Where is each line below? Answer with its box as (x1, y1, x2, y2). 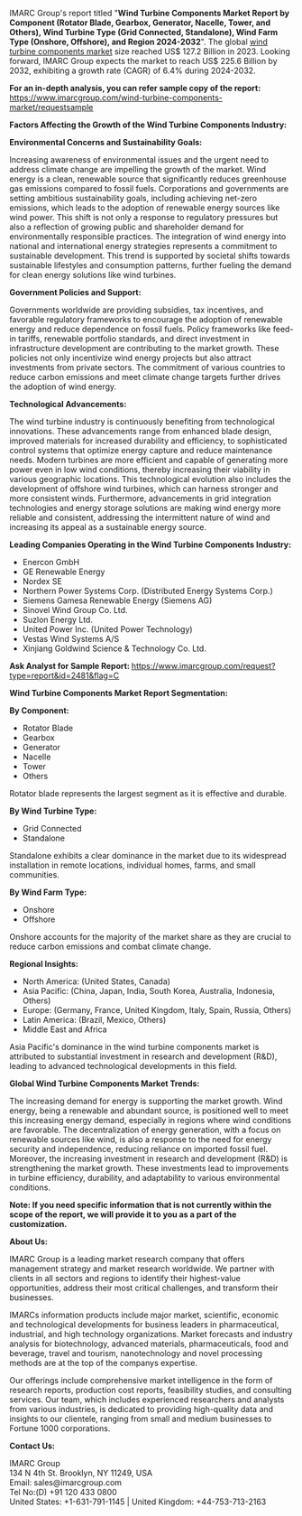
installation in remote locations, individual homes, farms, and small (9, 860, 256, 870)
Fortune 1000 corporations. (9, 1423, 111, 1434)
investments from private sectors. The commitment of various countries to (9, 362, 286, 373)
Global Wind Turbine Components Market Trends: (9, 1078, 200, 1089)
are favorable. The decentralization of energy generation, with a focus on (9, 1124, 281, 1135)
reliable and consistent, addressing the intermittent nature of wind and (9, 512, 270, 523)
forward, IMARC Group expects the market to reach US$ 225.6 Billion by (9, 56, 278, 66)
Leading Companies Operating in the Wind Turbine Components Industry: (9, 539, 291, 550)
